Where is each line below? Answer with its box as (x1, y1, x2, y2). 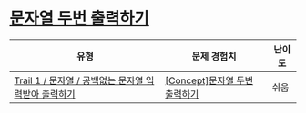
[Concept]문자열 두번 (165, 74, 253, 87)
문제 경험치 (191, 50, 237, 62)
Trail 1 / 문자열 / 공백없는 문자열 (14, 74, 144, 87)
